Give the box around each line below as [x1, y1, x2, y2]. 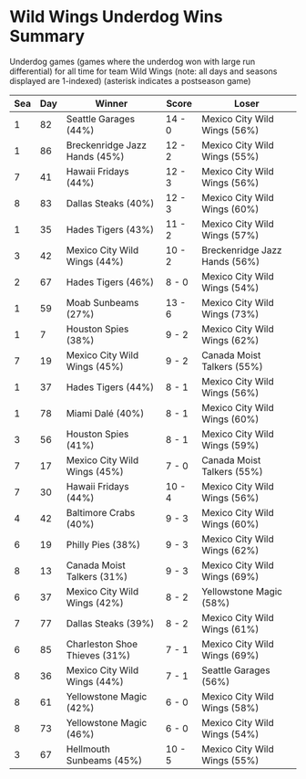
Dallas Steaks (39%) [66, 616, 155, 629]
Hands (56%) [201, 255, 260, 268]
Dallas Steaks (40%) [66, 196, 155, 209]
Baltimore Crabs [66, 506, 136, 519]
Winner [95, 97, 128, 110]
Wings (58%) [201, 701, 260, 714]
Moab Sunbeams [66, 296, 139, 309]
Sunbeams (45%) [66, 753, 143, 766]
